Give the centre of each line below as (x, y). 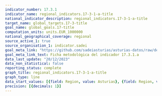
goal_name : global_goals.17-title (40, 28)
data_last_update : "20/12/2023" (37, 59)
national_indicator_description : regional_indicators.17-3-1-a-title (76, 18)
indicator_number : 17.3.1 (31, 9)
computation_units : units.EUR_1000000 (44, 32)
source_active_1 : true (28, 41)
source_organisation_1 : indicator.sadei (46, 46)
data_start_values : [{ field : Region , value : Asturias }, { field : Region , (80, 81)
